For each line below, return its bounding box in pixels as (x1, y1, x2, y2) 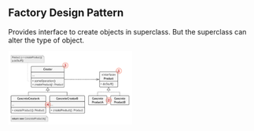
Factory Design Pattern (8, 6, 124, 20)
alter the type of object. (8, 35, 85, 45)
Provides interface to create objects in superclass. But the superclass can (8, 27, 247, 36)
